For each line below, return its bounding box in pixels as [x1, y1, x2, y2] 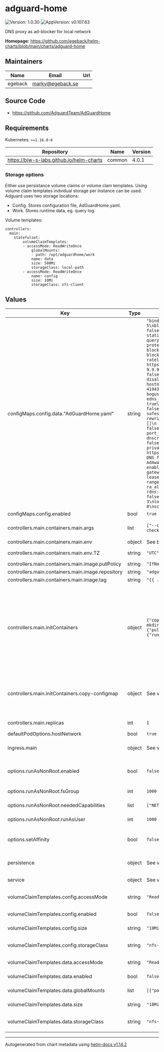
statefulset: [14, 235, 41, 240]
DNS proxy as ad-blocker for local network [5, 28, 91, 34]
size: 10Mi [31, 278, 54, 283]
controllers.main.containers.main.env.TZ [7, 549, 100, 556]
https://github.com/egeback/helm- [30, 38, 100, 44]
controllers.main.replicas [7, 720, 64, 726]
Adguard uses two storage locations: [5, 193, 79, 198]
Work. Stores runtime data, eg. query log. [12, 207, 96, 213]
